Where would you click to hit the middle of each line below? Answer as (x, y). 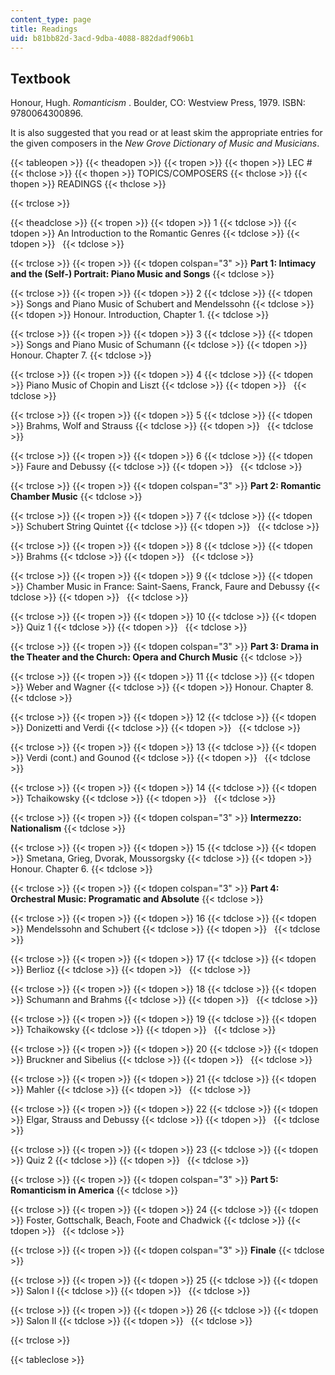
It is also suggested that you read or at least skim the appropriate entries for (166, 133)
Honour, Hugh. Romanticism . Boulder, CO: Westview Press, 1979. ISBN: (158, 103)
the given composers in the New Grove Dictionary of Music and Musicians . (165, 143)
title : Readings (44, 29)
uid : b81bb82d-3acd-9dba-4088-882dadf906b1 (102, 38)
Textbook (40, 78)
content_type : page (51, 19)
